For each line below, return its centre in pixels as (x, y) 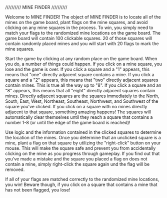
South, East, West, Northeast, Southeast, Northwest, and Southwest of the (82, 101)
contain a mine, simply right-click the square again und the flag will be (77, 164)
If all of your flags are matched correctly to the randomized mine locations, (82, 179)
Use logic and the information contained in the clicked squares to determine (83, 132)
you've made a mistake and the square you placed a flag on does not (76, 159)
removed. (15, 169)
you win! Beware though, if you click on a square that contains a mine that (81, 184)
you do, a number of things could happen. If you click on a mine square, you (84, 64)
